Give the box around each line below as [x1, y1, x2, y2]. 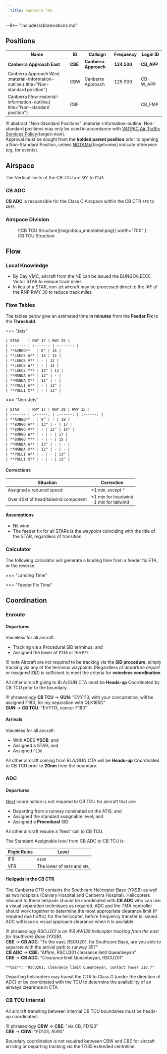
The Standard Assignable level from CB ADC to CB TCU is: [5, 838, 125, 844]
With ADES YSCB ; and [12, 737, 59, 743]
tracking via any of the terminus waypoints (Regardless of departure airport [5, 665, 160, 671]
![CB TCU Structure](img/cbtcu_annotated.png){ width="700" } [18, 227, 147, 234]
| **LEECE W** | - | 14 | [5, 363, 59, 368]
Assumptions [5, 512, 34, 518]
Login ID [141, 51, 159, 57]
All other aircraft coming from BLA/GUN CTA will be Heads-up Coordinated [5, 757, 160, 763]
